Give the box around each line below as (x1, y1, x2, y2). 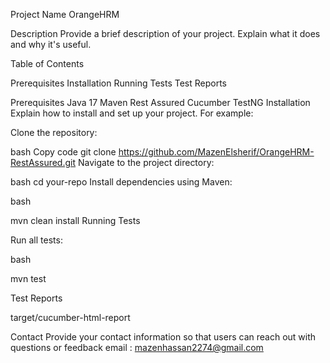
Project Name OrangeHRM (10, 9, 120, 20)
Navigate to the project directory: (77, 157, 215, 168)
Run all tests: (10, 234, 63, 246)
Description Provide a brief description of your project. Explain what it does (10, 28, 321, 39)
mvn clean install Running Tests (10, 215, 141, 226)
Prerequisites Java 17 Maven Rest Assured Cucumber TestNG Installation (10, 97, 311, 108)
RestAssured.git (10, 157, 77, 168)
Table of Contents (10, 58, 85, 69)
